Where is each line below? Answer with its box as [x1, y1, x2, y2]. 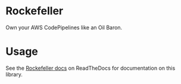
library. [5, 70, 23, 78]
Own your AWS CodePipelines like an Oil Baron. [5, 24, 123, 31]
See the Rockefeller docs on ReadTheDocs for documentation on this [5, 64, 176, 71]
